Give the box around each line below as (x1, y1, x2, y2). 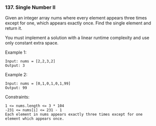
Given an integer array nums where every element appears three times (5, 15, 147, 21)
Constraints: (5, 94, 30, 100)
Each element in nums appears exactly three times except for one (5, 112, 143, 117)
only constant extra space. (5, 40, 58, 46)
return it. (5, 25, 22, 31)
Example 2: (5, 72, 28, 78)
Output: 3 (5, 63, 25, 68)
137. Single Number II (5, 4, 56, 11)
